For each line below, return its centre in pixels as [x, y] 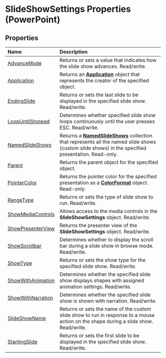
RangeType [21, 200]
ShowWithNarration [30, 298]
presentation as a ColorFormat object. [104, 183]
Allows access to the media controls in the [108, 211]
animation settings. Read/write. [96, 287]
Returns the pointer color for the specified [108, 177]
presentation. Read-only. [89, 154]
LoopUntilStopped [29, 121]
